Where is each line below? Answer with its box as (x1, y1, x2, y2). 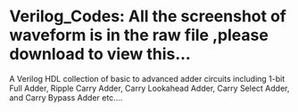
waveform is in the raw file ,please (9, 25, 269, 45)
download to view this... (9, 44, 192, 64)
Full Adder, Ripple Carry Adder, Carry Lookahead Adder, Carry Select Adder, (9, 83, 290, 93)
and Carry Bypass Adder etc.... (9, 92, 123, 103)
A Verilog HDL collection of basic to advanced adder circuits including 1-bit (9, 73, 286, 84)
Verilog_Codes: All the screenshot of (9, 6, 287, 27)
